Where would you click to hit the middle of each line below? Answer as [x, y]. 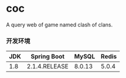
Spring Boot [48, 56]
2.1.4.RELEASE [47, 66]
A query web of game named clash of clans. [59, 25]
